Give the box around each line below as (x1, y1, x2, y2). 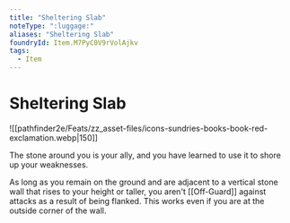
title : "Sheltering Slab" (9, 13, 106, 22)
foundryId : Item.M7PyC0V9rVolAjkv (9, 38, 139, 47)
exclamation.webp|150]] (9, 132, 99, 143)
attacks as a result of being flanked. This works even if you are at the (9, 195, 265, 206)
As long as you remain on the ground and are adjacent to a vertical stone (9, 176, 278, 187)
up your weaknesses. (9, 159, 89, 170)
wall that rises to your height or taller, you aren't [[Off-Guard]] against (9, 185, 267, 197)
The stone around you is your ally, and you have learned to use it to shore (9, 150, 281, 160)
